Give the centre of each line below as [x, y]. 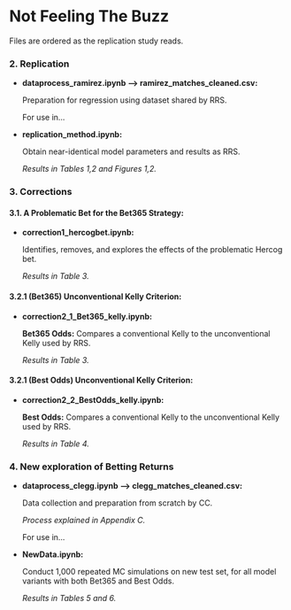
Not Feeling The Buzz [89, 16]
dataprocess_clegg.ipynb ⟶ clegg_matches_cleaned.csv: [132, 486]
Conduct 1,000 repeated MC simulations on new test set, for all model [149, 572]
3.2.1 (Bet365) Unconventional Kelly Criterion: [96, 296]
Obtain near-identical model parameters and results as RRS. [131, 151]
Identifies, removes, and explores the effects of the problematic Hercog [152, 250]
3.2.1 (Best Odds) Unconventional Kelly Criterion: [101, 380]
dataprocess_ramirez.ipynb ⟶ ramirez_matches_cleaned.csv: [140, 83]
